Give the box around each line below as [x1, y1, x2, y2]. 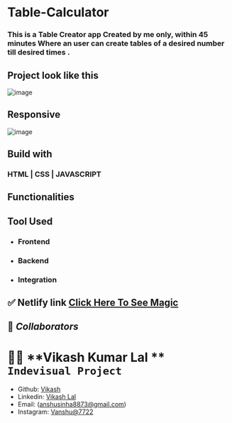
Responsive [7, 109, 61, 121]
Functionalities [7, 191, 74, 203]
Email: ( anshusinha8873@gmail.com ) [17, 400, 126, 409]
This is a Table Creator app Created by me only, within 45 [7, 30, 209, 40]
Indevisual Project [7, 364, 122, 378]
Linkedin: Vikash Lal [17, 392, 77, 401]
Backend [17, 256, 50, 265]
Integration [17, 275, 57, 285]
